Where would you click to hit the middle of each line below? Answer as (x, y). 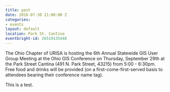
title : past (18, 10)
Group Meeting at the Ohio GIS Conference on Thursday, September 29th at (85, 58)
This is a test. (19, 84)
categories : (18, 19)
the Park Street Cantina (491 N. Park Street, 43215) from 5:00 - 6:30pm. (81, 64)
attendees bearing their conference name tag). (54, 75)
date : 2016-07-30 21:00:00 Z (36, 15)
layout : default (22, 29)
